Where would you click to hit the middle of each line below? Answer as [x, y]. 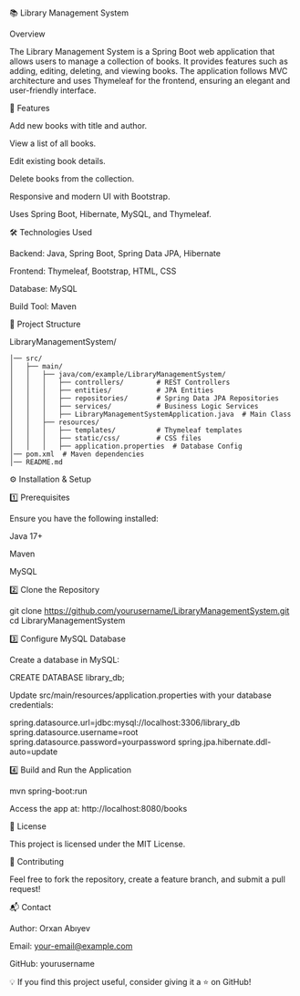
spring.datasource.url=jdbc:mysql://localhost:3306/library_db [125, 722]
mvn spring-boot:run [48, 791]
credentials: [31, 705]
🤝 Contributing [37, 861]
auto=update [34, 752]
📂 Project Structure [45, 324]
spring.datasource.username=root [74, 732]
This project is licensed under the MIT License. [98, 844]
